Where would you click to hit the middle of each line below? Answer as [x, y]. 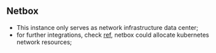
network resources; [44, 42]
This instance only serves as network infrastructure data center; [107, 27]
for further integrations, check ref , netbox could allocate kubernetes [112, 35]
